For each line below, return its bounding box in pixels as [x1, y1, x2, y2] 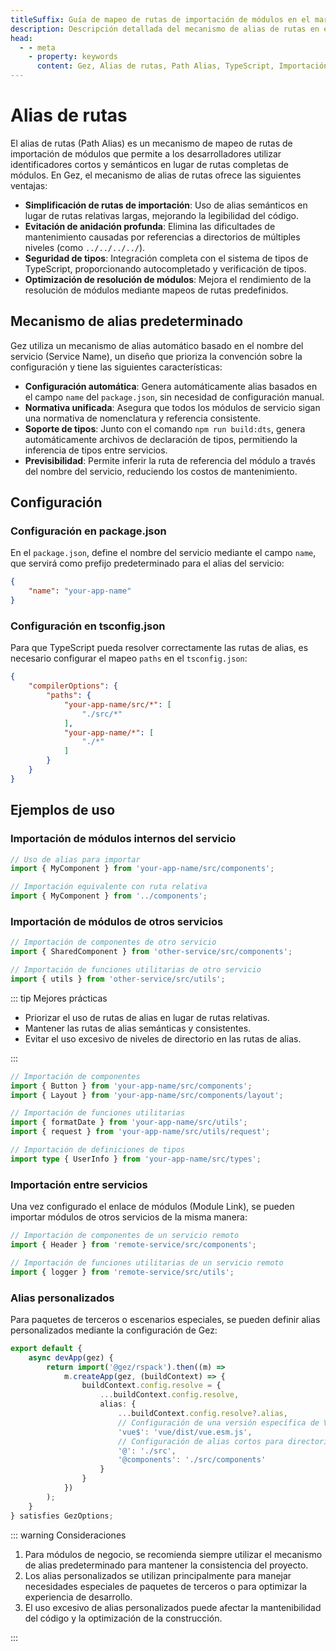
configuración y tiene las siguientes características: [10, 361, 223, 373]
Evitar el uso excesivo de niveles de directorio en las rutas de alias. [24, 1032, 302, 1045]
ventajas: [10, 179, 48, 191]
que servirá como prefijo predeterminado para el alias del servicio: [10, 557, 285, 570]
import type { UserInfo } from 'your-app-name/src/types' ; [10, 1154, 262, 1164]
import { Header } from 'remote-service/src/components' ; [10, 1240, 257, 1250]
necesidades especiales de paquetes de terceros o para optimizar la [24, 1580, 308, 1592]
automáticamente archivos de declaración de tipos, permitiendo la [24, 433, 298, 445]
